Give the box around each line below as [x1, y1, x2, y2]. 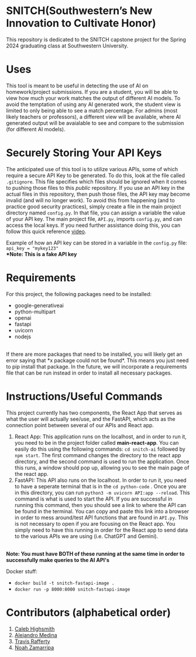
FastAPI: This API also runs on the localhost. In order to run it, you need [14, 476, 187, 484]
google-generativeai [14, 302, 64, 309]
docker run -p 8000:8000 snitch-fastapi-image [14, 586, 130, 593]
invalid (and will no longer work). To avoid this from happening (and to [6, 196, 175, 203]
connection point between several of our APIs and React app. [6, 421, 154, 428]
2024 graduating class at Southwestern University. [6, 42, 129, 49]
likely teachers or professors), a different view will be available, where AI [6, 113, 181, 120]
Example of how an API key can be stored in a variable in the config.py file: [6, 239, 187, 246]
